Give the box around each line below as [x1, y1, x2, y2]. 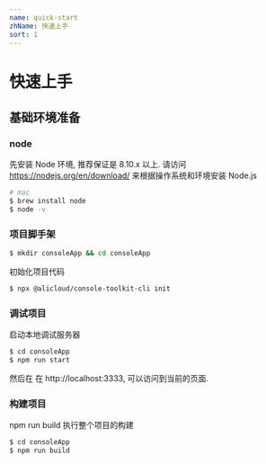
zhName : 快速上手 [9, 22, 69, 31]
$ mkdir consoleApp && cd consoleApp [9, 249, 151, 258]
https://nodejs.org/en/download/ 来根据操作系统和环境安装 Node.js [9, 170, 258, 181]
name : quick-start [9, 13, 78, 22]
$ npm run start [9, 356, 70, 365]
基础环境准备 [9, 110, 81, 125]
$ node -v [9, 205, 47, 214]
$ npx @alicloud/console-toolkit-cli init [9, 284, 171, 293]
